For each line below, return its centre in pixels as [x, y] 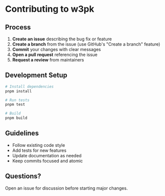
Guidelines [22, 133]
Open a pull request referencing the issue [55, 55]
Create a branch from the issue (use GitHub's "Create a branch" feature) [86, 44]
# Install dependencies [30, 86]
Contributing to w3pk [50, 9]
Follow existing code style [39, 145]
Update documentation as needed [47, 155]
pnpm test [15, 105]
